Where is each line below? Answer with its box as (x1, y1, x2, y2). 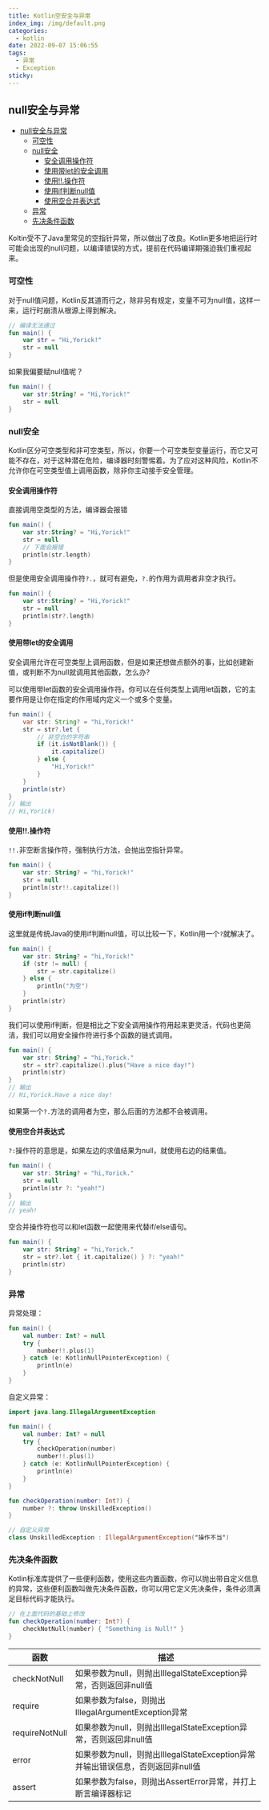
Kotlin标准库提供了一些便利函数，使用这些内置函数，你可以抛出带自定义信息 (8, 1574, 259, 1584)
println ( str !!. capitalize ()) (22, 884, 120, 892)
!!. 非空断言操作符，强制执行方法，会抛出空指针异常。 (8, 845, 188, 855)
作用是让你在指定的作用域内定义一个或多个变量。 (14, 694, 177, 703)
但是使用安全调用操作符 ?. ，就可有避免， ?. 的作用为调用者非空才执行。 (8, 573, 240, 583)
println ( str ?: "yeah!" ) (22, 1184, 106, 1192)
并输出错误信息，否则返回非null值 (74, 1760, 202, 1771)
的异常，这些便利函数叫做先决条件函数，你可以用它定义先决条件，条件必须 (8, 1584, 254, 1594)
